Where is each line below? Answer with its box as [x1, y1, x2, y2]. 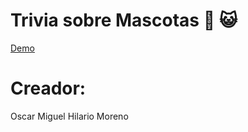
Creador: [10, 77, 87, 100]
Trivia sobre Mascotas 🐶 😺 [10, 9, 238, 32]
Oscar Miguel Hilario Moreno [10, 110, 129, 122]
